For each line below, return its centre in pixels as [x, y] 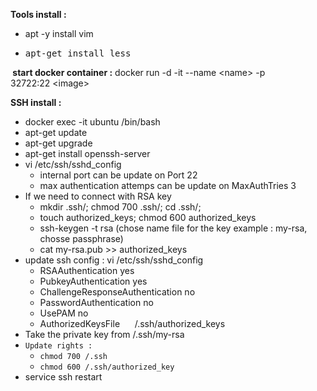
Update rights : [58, 346]
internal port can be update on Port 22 [118, 175]
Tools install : [38, 14]
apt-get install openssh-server [87, 153]
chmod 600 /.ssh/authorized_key [107, 367]
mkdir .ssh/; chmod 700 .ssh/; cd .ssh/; [120, 207]
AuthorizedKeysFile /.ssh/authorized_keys [132, 323]
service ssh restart [63, 377]
